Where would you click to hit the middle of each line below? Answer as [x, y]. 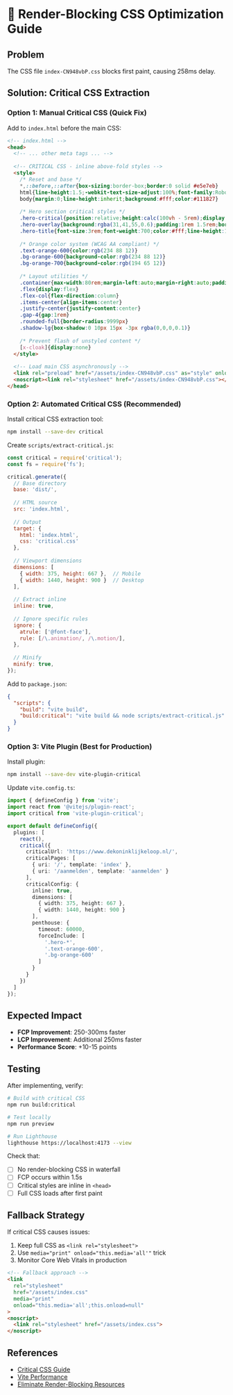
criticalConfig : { [52, 884]
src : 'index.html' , [42, 509]
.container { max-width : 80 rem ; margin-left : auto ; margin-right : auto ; [116, 283]
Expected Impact [44, 1015]
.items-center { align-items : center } [71, 302]
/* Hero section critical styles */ [73, 212]
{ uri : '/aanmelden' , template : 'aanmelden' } [101, 871]
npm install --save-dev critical [55, 432]
